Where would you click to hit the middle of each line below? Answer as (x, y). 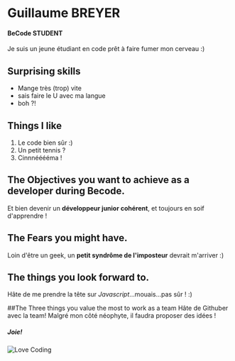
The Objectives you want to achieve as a (98, 180)
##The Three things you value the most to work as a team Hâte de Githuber (118, 308)
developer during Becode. (66, 191)
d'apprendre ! (27, 216)
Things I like (35, 126)
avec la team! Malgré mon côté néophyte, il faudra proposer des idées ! (112, 316)
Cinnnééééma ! (40, 158)
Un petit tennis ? (42, 150)
